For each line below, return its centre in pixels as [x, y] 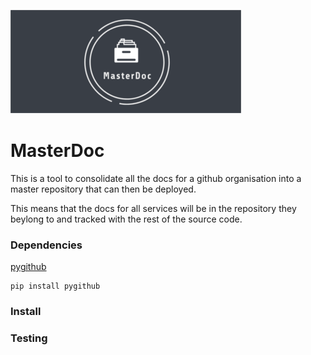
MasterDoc [57, 151]
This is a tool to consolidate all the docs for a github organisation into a [156, 178]
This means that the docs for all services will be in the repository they [153, 208]
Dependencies [46, 245]
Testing [29, 338]
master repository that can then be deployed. [103, 189]
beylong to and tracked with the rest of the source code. [126, 219]
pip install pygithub [55, 286]
